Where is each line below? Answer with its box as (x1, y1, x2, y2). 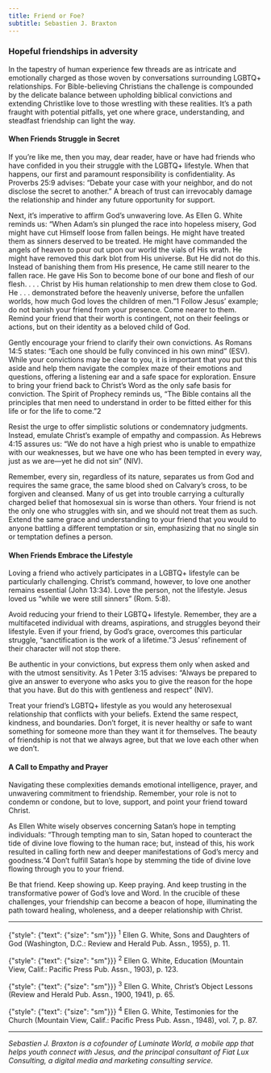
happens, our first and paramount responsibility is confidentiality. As (8, 169, 236, 178)
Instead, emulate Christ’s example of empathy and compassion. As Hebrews (8, 431, 262, 440)
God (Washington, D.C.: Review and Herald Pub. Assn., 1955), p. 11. (8, 939, 231, 949)
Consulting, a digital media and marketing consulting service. (8, 1056, 214, 1066)
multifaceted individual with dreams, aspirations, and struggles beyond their (8, 618, 261, 628)
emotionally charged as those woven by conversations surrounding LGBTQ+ (8, 73, 262, 82)
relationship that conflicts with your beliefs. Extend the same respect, (8, 709, 239, 719)
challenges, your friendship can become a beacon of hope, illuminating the (8, 897, 258, 907)
